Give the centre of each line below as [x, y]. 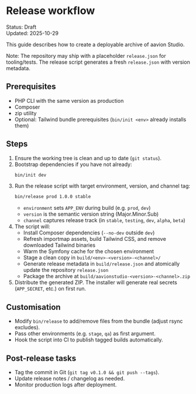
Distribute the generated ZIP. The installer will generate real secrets [96, 282]
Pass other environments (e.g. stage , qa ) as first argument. [85, 334]
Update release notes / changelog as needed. [70, 378]
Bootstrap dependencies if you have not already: [73, 164]
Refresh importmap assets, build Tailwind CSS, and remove [95, 239]
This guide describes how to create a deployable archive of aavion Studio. [95, 44]
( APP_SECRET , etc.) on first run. [50, 289]
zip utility [25, 113]
